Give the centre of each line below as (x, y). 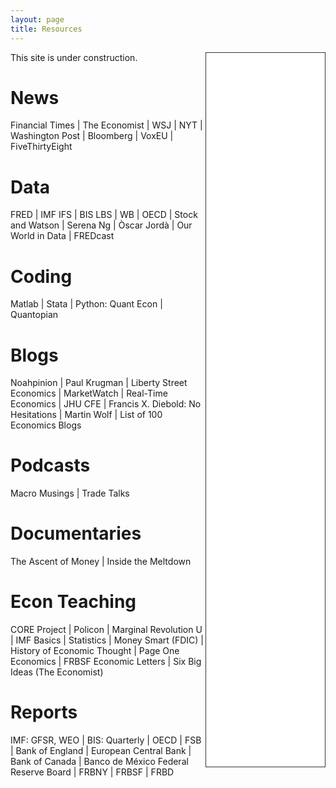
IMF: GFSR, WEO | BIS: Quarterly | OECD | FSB (106, 740)
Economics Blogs (46, 425)
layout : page (37, 19)
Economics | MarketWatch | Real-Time (89, 393)
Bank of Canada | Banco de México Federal (99, 761)
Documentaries (76, 533)
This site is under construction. (74, 57)
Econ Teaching (73, 602)
